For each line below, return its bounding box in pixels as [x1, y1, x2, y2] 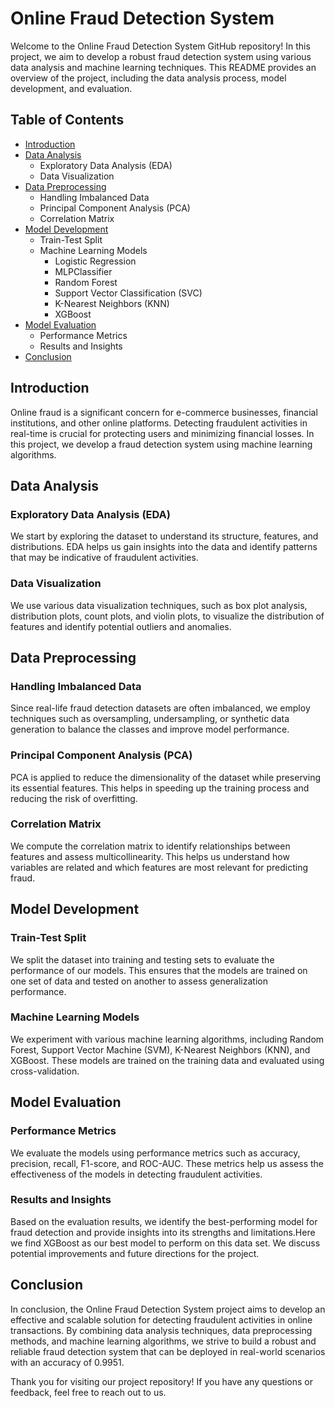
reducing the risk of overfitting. [10, 792, 138, 804]
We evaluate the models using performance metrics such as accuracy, [10, 1147, 301, 1159]
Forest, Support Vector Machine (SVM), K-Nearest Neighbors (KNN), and [10, 1043, 311, 1056]
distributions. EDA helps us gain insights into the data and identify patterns [10, 541, 318, 553]
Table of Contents [10, 112, 125, 129]
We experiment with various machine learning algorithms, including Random [10, 1033, 325, 1045]
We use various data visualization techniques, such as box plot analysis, [10, 599, 308, 611]
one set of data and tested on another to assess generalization [10, 975, 268, 987]
